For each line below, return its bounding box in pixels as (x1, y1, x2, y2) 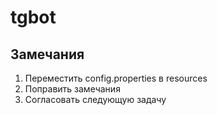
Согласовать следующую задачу (24, 94, 167, 105)
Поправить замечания (24, 83, 121, 95)
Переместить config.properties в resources (24, 72, 208, 84)
